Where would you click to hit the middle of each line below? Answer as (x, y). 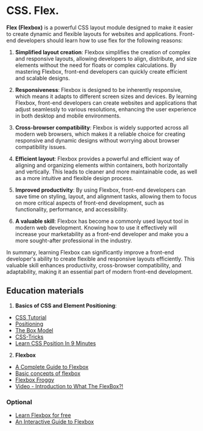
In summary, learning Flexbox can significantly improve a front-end (90, 252)
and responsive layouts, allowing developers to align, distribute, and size (106, 58)
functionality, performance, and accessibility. (72, 209)
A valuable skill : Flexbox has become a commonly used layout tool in (102, 221)
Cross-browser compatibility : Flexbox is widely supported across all (102, 127)
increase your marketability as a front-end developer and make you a (101, 234)
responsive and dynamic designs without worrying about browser (97, 140)
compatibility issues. (41, 147)
